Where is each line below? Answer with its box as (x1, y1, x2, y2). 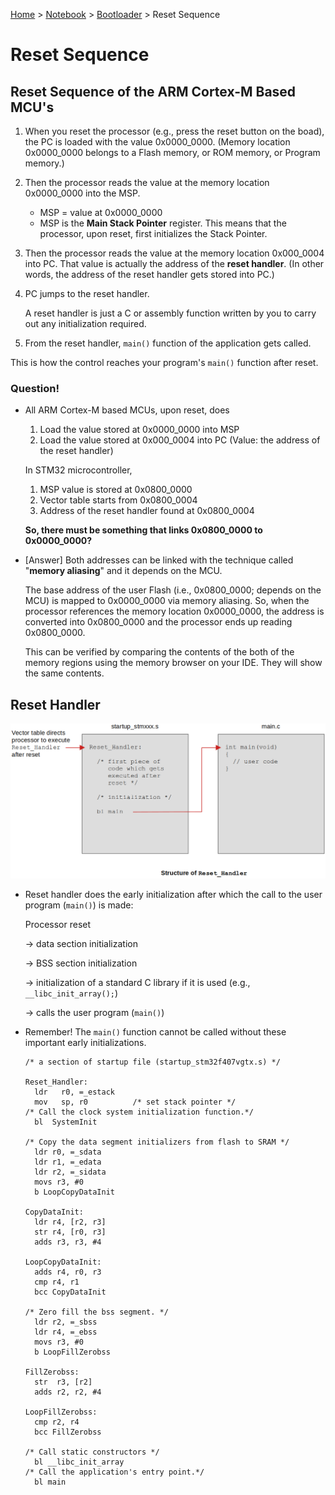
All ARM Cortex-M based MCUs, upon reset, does (24, 404, 230, 416)
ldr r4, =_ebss (34, 1327, 98, 1337)
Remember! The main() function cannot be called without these (24, 1025, 287, 1038)
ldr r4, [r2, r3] (34, 1217, 107, 1227)
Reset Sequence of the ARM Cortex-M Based (10, 83, 297, 100)
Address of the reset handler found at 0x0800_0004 (39, 505, 255, 517)
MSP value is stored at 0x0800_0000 (39, 484, 193, 496)
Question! (10, 381, 60, 395)
